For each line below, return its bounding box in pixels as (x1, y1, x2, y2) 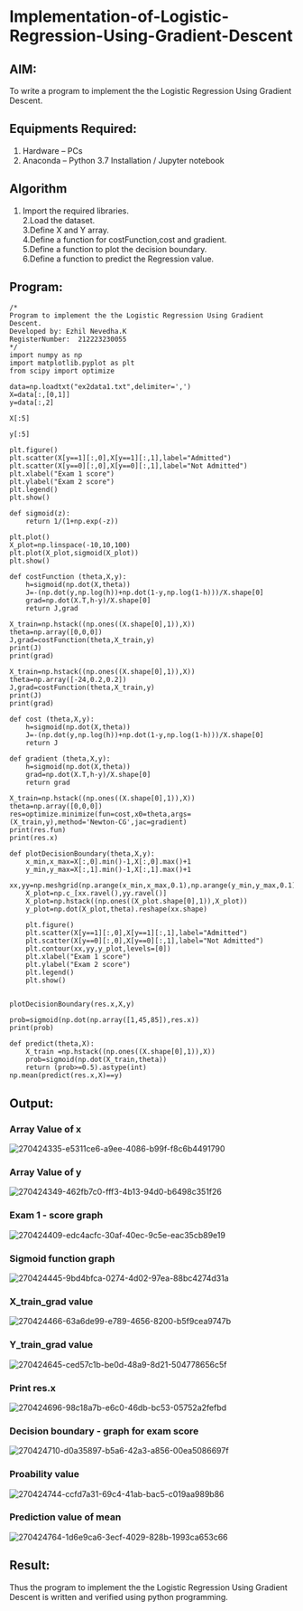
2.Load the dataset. (22, 214, 96, 225)
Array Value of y (9, 1166, 82, 1179)
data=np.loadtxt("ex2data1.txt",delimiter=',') (9, 383, 192, 392)
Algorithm (9, 181, 68, 196)
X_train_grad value (9, 1295, 94, 1308)
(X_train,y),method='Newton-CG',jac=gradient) (9, 818, 188, 827)
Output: (9, 1095, 54, 1111)
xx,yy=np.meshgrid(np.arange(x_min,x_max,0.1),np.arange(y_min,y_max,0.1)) (9, 881, 300, 890)
